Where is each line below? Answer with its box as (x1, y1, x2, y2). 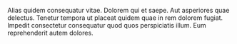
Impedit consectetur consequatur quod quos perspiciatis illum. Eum (7, 21, 206, 29)
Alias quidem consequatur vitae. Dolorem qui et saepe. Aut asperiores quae (7, 6, 230, 14)
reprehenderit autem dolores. (7, 28, 94, 37)
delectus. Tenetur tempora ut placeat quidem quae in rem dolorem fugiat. (7, 13, 223, 22)
